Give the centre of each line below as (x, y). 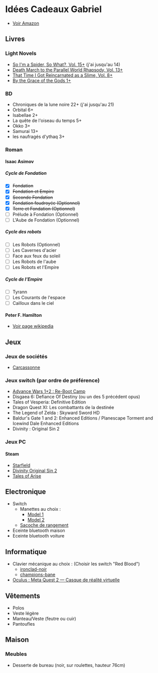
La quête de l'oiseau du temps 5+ (47, 120)
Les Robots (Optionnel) (36, 244)
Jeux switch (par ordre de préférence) (53, 380)
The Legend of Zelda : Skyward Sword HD (56, 413)
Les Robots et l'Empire (36, 267)
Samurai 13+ (25, 131)
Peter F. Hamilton (24, 315)
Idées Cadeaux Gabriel (53, 9)
